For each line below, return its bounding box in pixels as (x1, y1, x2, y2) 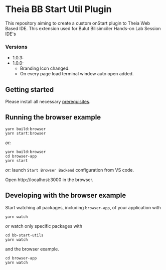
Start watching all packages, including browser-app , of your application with (5, 204, 161, 210)
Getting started (5, 85, 54, 94)
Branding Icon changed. (20, 65, 70, 71)
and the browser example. (5, 246, 59, 252)
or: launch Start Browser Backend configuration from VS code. (5, 167, 134, 173)
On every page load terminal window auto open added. (20, 71, 134, 77)
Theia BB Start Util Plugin (5, 4, 112, 15)
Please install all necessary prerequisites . (5, 99, 91, 105)
